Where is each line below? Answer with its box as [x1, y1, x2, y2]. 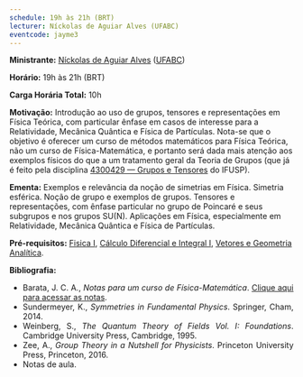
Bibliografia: [9, 265, 57, 276]
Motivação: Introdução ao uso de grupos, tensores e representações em [9, 107, 281, 118]
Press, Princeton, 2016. [22, 349, 109, 361]
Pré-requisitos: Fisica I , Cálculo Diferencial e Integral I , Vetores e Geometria [9, 238, 292, 249]
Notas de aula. [22, 359, 77, 370]
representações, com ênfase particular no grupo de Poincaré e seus [9, 201, 263, 212]
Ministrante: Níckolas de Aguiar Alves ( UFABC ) [9, 55, 186, 66]
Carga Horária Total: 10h [9, 89, 102, 100]
